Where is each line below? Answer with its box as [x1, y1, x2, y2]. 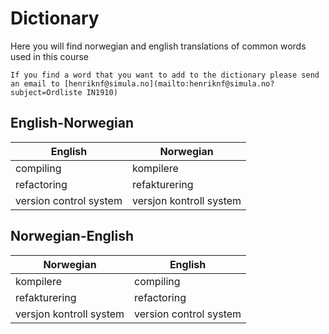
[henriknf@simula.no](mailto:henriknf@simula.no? [63, 78, 275, 89]
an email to [10, 78, 60, 89]
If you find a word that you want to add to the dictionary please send [10, 70, 320, 80]
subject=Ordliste [10, 87, 83, 97]
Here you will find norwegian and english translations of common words [10, 40, 307, 52]
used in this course [10, 50, 90, 62]
